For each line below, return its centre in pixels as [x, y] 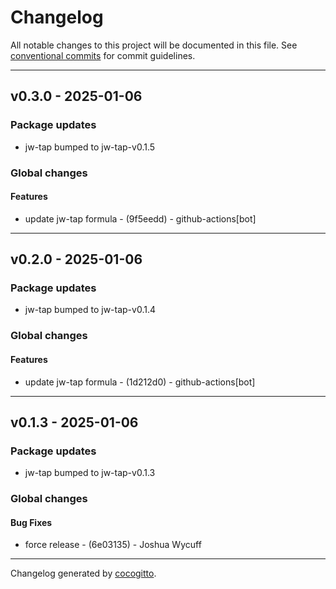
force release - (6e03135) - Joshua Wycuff [113, 545]
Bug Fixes [31, 522]
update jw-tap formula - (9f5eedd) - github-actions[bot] [140, 218]
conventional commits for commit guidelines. [103, 55]
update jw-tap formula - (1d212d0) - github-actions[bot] [140, 382]
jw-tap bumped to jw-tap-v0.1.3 [90, 473]
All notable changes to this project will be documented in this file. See [154, 45]
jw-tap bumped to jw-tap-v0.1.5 [90, 147]
